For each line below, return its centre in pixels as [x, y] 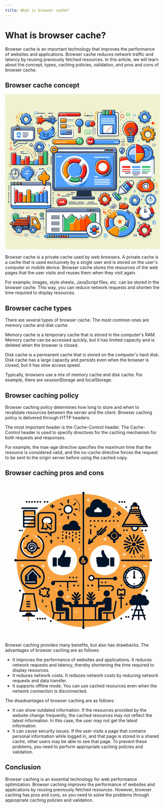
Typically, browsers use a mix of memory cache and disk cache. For [74, 375]
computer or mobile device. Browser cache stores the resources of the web [82, 267]
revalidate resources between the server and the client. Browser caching [79, 412]
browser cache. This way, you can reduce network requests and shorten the [82, 288]
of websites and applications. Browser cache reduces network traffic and [79, 54]
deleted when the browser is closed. [42, 345]
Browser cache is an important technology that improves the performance [80, 49]
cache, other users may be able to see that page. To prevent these [80, 741]
